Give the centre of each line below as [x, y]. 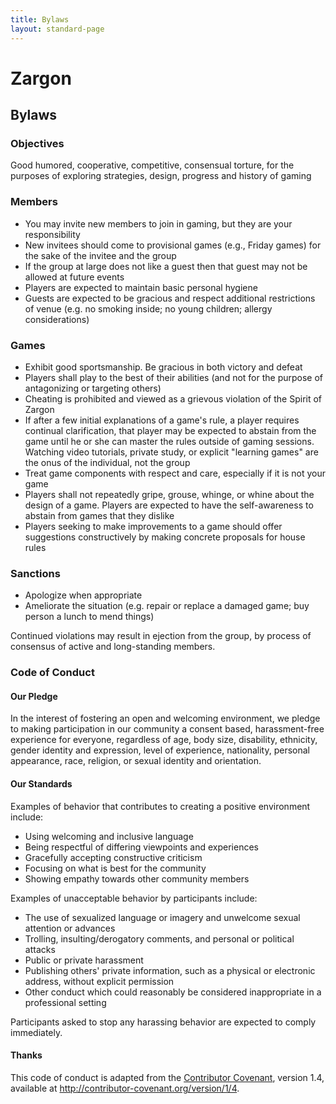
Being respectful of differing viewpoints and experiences [141, 847]
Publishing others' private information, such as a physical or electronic [170, 970]
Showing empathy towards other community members [137, 878]
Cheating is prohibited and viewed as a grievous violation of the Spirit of [173, 398]
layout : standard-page [57, 29]
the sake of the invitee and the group [100, 255]
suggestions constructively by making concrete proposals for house [165, 537]
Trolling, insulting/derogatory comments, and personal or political [159, 938]
